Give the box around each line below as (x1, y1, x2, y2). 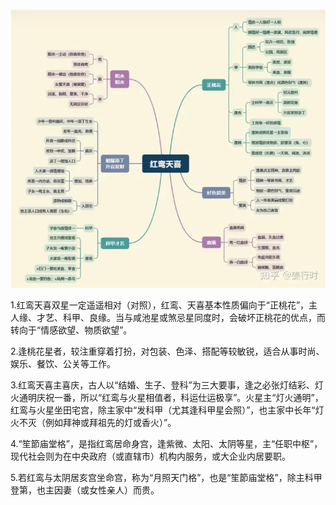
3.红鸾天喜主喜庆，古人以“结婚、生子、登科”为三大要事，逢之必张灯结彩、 (10, 379, 315, 391)
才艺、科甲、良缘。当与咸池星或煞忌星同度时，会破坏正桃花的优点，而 (36, 311, 326, 323)
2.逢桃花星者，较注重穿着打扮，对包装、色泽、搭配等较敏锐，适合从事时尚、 (10, 345, 325, 357)
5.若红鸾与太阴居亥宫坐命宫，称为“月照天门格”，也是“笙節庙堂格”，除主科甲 (10, 471, 323, 483)
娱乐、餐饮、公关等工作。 (10, 357, 116, 369)
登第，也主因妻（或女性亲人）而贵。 (10, 484, 160, 496)
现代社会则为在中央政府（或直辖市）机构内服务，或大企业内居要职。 (10, 450, 291, 462)
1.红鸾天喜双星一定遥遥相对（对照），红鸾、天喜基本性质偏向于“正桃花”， (10, 299, 310, 311)
